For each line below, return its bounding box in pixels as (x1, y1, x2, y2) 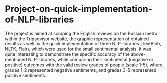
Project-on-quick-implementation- (5, 3, 153, 15)
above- (130, 51, 146, 57)
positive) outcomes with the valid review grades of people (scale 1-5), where (5, 62, 163, 68)
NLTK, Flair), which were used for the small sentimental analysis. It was (5, 46, 151, 52)
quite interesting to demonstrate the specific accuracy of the (5, 51, 130, 57)
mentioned (5, 56, 27, 62)
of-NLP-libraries (5, 14, 74, 25)
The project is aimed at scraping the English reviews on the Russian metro (5, 30, 158, 36)
